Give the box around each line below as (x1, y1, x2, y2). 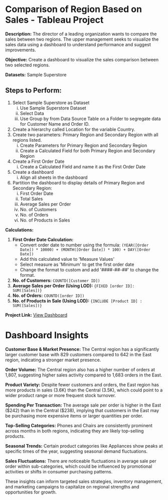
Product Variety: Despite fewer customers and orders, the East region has (5, 381, 159, 387)
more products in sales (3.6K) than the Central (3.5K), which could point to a (5, 387, 163, 393)
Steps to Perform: (5, 86, 62, 95)
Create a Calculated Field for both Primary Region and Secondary (20, 147, 155, 154)
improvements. (5, 47, 36, 53)
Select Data (20, 110, 44, 116)
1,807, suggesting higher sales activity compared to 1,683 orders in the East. (5, 372, 162, 378)
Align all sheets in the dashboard (20, 174, 88, 180)
